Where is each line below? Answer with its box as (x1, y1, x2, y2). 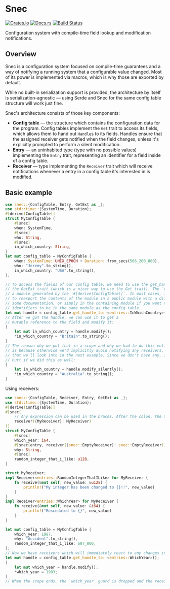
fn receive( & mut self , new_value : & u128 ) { (14, 480, 108, 485)
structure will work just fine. (5, 100, 63, 106)
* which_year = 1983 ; (14, 569, 58, 574)
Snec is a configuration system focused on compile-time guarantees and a (5, 63, 161, 69)
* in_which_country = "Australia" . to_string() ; (14, 372, 114, 377)
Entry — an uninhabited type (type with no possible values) (12, 147, 137, 153)
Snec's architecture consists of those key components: (5, 110, 120, 116)
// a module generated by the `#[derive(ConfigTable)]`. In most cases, (5, 291, 162, 297)
